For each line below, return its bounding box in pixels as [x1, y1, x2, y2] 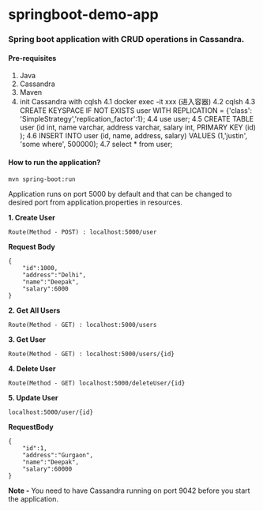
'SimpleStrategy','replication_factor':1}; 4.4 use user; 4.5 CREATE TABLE [19, 115, 254, 124]
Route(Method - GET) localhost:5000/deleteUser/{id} [8, 379, 186, 387]
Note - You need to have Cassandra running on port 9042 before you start [8, 486, 250, 495]
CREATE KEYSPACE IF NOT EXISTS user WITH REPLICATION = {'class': [19, 106, 253, 115]
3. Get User [8, 334, 46, 344]
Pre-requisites [8, 53, 57, 62]
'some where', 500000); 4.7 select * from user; [19, 140, 173, 149]
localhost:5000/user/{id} [8, 408, 93, 416]
